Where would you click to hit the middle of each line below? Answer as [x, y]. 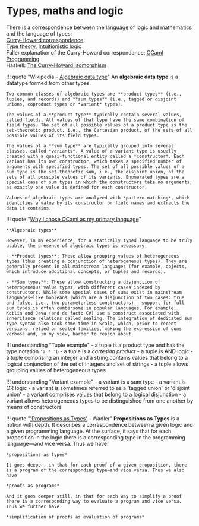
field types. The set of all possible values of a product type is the [97, 125]
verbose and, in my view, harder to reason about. [70, 334]
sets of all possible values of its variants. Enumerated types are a [95, 177]
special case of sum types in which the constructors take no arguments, [99, 182]
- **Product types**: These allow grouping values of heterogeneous [93, 256]
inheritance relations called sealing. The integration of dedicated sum [99, 318]
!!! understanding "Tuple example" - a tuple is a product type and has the [95, 345]
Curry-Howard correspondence [45, 40]
